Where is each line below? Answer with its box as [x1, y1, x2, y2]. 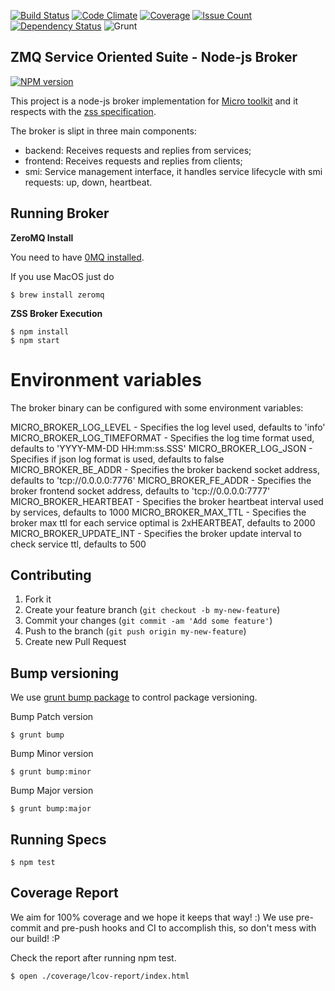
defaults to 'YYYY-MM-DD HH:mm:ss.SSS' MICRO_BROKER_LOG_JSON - [10, 442, 313, 454]
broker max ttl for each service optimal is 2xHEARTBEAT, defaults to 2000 [10, 516, 316, 529]
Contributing [10, 566, 92, 584]
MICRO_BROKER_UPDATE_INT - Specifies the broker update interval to [10, 527, 302, 539]
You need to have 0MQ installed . [10, 251, 145, 263]
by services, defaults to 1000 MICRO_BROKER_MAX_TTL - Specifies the [10, 506, 307, 518]
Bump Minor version [10, 748, 94, 760]
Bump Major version [10, 785, 94, 797]
